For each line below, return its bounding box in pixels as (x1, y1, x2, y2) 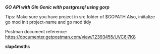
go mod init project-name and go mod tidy (5, 19, 92, 25)
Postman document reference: (5, 29, 67, 34)
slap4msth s (5, 44, 30, 49)
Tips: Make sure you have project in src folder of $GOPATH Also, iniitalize (5, 14, 155, 19)
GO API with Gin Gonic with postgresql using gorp (5, 4, 110, 10)
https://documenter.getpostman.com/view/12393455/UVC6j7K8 (5, 34, 136, 40)
